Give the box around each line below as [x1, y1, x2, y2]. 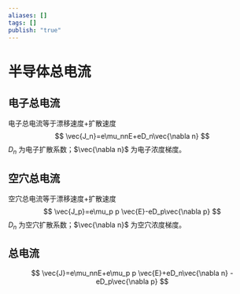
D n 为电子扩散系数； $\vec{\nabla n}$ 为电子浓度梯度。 [8, 145, 186, 156]
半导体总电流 [8, 62, 92, 80]
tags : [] [8, 19, 37, 27]
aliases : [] [8, 11, 47, 20]
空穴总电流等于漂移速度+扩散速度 [8, 194, 116, 203]
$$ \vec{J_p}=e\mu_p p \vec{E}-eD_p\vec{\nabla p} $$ [42, 207, 222, 216]
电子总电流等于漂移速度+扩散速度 [8, 119, 116, 128]
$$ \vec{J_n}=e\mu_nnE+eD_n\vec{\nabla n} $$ [54, 132, 210, 141]
